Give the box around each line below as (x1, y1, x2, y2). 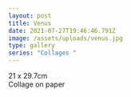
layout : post (8, 11, 52, 20)
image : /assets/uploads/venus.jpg (8, 34, 124, 42)
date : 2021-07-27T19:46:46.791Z (8, 26, 116, 34)
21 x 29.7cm (8, 71, 48, 80)
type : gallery (8, 42, 56, 50)
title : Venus (8, 19, 52, 27)
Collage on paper (8, 79, 65, 89)
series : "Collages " (8, 49, 77, 57)
